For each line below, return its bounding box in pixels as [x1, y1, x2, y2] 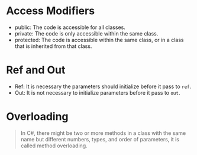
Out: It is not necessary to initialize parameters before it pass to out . [14, 89, 180, 96]
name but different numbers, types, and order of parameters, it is [20, 135, 179, 143]
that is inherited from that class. [14, 43, 92, 50]
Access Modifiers [6, 4, 95, 18]
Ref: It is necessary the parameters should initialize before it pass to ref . [14, 83, 192, 90]
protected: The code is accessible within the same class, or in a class [14, 36, 184, 43]
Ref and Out [6, 63, 66, 77]
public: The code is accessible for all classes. [14, 24, 125, 31]
